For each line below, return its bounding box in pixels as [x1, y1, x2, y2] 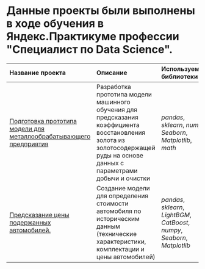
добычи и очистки [96, 174, 151, 182]
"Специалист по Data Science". [6, 43, 173, 57]
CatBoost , [161, 218, 190, 226]
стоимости [96, 199, 129, 207]
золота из [96, 135, 125, 144]
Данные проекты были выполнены [6, 4, 195, 18]
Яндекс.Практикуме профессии [6, 30, 179, 43]
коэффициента [96, 120, 140, 129]
